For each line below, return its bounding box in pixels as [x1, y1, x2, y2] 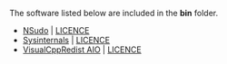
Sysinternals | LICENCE [22, 35, 111, 45]
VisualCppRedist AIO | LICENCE [22, 44, 143, 55]
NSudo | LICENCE [22, 25, 90, 35]
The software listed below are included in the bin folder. [9, 8, 219, 18]
